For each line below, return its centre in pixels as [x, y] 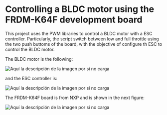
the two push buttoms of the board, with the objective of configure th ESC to [84, 44]
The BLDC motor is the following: [39, 59]
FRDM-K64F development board [74, 20]
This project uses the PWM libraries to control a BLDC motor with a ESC [79, 33]
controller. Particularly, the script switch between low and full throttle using [82, 39]
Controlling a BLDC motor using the [80, 9]
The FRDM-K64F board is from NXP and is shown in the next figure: [75, 98]
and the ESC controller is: [31, 78]
